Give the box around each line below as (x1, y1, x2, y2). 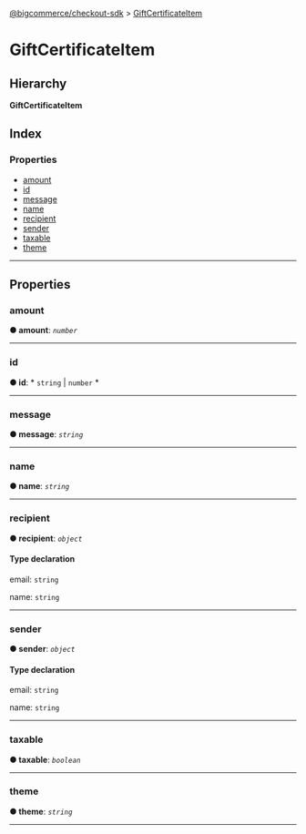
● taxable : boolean (9, 754, 81, 765)
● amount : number (9, 325, 78, 336)
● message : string (9, 428, 84, 440)
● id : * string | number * (9, 377, 100, 388)
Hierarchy (9, 76, 67, 91)
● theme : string (9, 806, 73, 817)
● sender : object (9, 644, 76, 655)
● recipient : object (9, 533, 83, 544)
